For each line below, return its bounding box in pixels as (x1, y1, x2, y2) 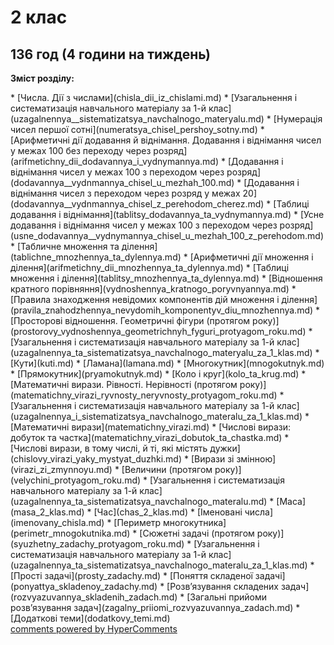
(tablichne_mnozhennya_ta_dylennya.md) (10, 251, 182, 263)
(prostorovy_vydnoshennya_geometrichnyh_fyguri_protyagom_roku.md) (10, 326, 307, 337)
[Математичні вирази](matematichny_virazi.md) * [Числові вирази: (10, 421, 291, 433)
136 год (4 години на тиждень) (10, 46, 211, 63)
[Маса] (276, 496, 307, 507)
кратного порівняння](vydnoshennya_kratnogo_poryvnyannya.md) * (10, 283, 297, 295)
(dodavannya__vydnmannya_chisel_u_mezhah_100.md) (10, 177, 235, 188)
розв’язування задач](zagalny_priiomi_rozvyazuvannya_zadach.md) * (10, 602, 301, 613)
